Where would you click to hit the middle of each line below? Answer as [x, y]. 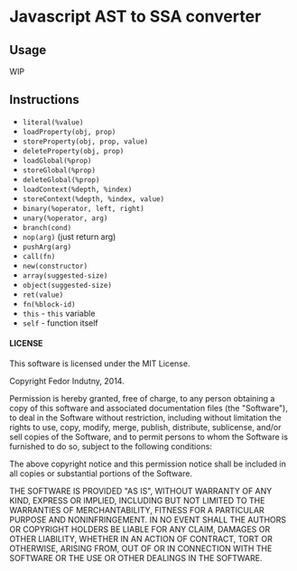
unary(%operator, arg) [65, 218]
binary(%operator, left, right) [83, 208]
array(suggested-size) [65, 276]
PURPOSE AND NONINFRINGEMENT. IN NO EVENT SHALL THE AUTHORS [148, 520]
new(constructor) [55, 266]
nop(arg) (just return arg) [69, 236]
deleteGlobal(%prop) [61, 180]
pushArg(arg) [47, 247]
